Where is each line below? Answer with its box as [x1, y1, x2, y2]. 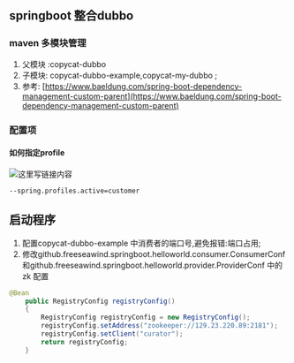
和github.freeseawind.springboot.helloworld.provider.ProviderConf [21, 260, 265, 270]
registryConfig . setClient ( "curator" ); [41, 329, 184, 338]
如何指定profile [9, 147, 65, 158]
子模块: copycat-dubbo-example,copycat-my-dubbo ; [21, 70, 218, 80]
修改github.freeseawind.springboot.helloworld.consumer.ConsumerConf [21, 248, 286, 259]
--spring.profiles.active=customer [9, 186, 140, 195]
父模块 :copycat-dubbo [21, 58, 107, 69]
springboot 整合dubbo [9, 8, 134, 24]
